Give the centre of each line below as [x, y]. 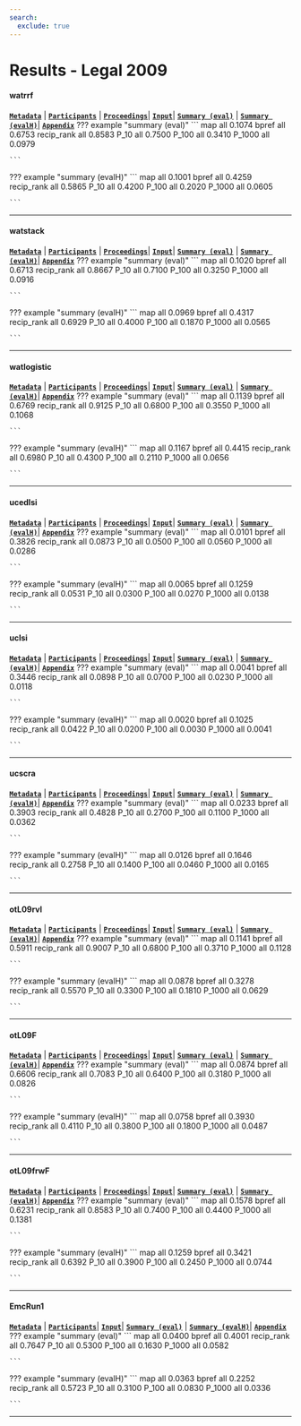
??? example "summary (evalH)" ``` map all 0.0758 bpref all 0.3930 [132, 1117]
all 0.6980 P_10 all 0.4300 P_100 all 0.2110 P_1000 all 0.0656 [120, 458]
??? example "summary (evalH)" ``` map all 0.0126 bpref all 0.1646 [131, 855]
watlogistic [30, 366]
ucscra [22, 773]
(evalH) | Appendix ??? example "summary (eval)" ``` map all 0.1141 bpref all [146, 939]
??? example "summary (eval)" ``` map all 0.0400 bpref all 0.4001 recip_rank [150, 1336]
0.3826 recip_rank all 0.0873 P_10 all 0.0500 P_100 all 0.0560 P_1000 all [141, 541]
